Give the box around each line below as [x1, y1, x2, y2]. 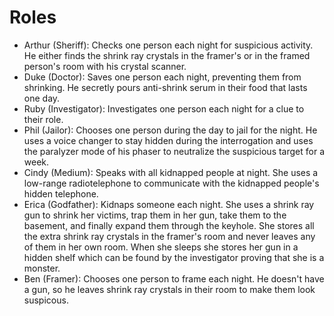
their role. [23, 113, 64, 125]
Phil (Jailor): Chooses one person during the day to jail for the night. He [23, 124, 318, 136]
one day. [23, 92, 61, 104]
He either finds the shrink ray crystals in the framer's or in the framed [23, 49, 311, 61]
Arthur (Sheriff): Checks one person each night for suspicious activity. [23, 39, 314, 51]
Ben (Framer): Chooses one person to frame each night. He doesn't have [23, 272, 325, 285]
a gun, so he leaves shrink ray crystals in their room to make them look [23, 283, 316, 295]
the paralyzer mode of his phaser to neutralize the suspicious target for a [23, 145, 326, 157]
